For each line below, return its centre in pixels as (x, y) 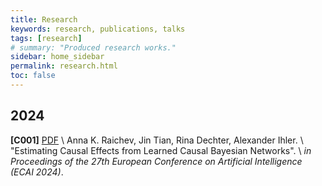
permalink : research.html (64, 66)
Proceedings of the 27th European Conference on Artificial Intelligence (156, 161)
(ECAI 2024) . (37, 172)
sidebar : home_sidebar (57, 57)
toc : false (33, 76)
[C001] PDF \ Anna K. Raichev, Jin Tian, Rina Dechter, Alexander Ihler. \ (157, 140)
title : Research (44, 19)
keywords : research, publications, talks (98, 29)
